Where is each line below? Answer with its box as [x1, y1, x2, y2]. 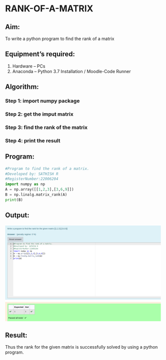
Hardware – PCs [12, 63, 45, 69]
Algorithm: [5, 82, 39, 91]
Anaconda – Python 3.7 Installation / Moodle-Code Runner [12, 68, 131, 74]
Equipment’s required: [5, 50, 75, 58]
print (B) [5, 197, 23, 202]
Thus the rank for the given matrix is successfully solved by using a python [5, 344, 158, 350]
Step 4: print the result [5, 137, 61, 144]
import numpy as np [5, 182, 45, 187]
